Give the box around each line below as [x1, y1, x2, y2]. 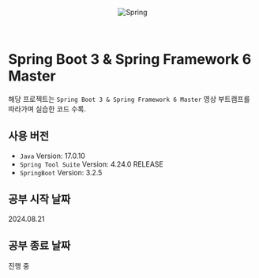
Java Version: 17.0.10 [19, 151, 85, 160]
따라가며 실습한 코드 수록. [8, 103, 87, 114]
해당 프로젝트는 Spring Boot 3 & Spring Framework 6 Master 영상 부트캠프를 [8, 94, 250, 103]
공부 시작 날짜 [8, 193, 71, 206]
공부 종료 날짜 [8, 239, 71, 252]
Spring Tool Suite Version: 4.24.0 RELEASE [19, 159, 163, 169]
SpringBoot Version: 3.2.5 [19, 167, 103, 177]
